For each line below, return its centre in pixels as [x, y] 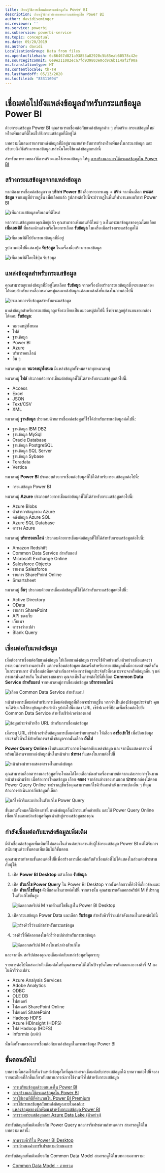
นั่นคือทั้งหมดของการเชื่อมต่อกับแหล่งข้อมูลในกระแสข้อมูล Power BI [60, 1043]
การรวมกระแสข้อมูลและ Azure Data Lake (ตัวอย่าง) [57, 1115]
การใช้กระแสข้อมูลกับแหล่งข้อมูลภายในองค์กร [48, 1104]
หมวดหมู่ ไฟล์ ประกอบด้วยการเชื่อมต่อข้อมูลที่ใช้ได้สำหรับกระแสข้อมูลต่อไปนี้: [66, 378]
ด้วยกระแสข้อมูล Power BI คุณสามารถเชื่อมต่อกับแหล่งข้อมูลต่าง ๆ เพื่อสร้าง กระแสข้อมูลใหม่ [80, 128]
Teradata [21, 462]
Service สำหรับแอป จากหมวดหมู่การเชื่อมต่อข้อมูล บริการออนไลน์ [59, 682]
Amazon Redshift [30, 548]
